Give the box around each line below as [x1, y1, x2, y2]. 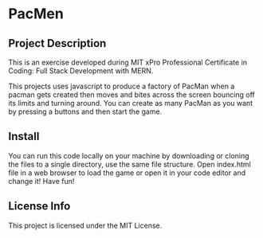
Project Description [8, 37, 107, 50]
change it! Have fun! [8, 176, 75, 185]
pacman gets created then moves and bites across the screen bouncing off [8, 90, 255, 99]
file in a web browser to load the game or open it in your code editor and [8, 168, 246, 178]
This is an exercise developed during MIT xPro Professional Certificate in [8, 57, 248, 67]
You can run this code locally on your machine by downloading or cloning [8, 150, 249, 160]
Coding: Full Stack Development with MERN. [8, 66, 154, 76]
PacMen [8, 5, 64, 23]
